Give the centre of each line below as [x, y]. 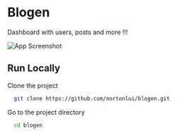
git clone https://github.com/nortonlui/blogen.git [92, 98]
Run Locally [34, 68]
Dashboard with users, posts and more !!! [68, 32]
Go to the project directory [46, 112]
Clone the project [33, 85]
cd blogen [28, 125]
